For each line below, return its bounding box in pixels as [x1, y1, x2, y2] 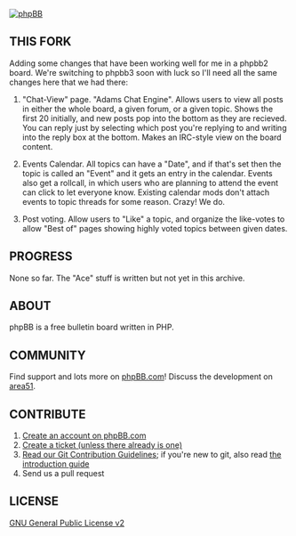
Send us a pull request [21, 468, 105, 479]
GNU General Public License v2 [9, 517, 124, 528]
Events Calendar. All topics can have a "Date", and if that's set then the [21, 158, 282, 169]
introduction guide [21, 459, 90, 469]
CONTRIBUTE [9, 406, 86, 422]
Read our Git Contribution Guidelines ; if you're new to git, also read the [21, 450, 282, 460]
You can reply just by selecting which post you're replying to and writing [21, 122, 287, 133]
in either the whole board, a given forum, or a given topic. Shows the [21, 103, 274, 114]
